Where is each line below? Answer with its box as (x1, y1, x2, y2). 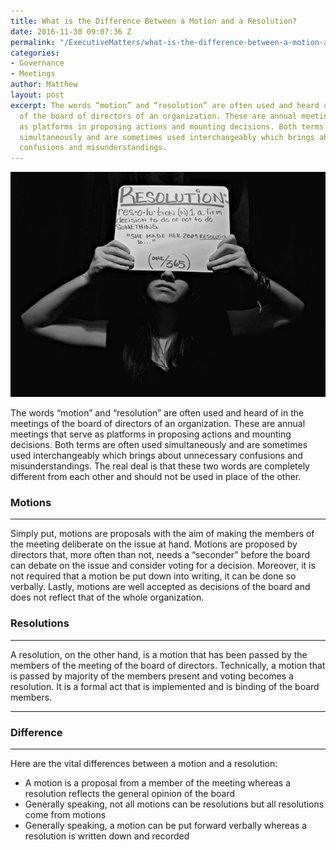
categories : (10, 48, 60, 58)
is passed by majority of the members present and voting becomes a (10, 670, 294, 682)
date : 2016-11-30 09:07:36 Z (10, 26, 132, 37)
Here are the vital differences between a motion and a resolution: (10, 757, 278, 769)
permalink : (10, 37, 56, 47)
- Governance (10, 58, 65, 69)
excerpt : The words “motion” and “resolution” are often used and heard (10, 100, 320, 110)
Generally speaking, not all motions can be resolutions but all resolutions (24, 798, 325, 810)
